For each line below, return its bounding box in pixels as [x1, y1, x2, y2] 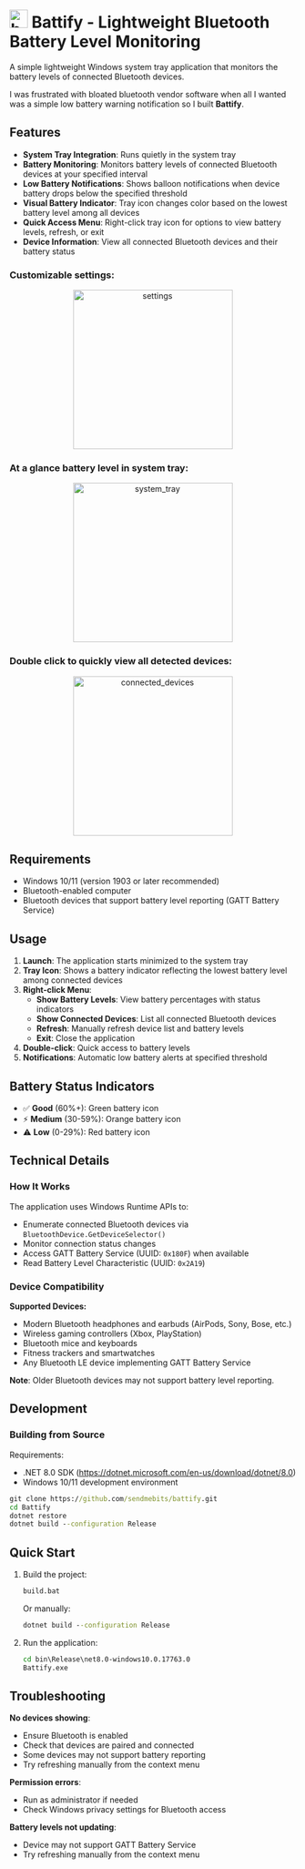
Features [9, 125, 61, 140]
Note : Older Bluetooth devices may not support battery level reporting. [9, 1375, 275, 1386]
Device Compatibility [9, 1280, 105, 1292]
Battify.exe [22, 1663, 68, 1672]
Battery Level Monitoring [9, 32, 201, 52]
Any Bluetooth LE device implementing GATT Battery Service [22, 1357, 251, 1368]
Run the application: [22, 1637, 98, 1648]
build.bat [22, 1587, 61, 1596]
